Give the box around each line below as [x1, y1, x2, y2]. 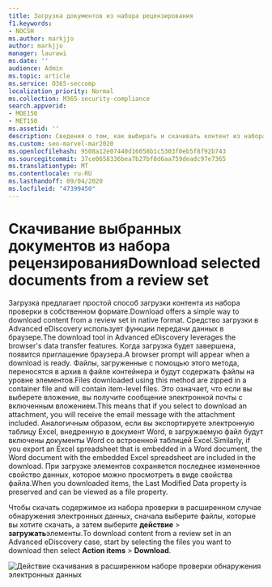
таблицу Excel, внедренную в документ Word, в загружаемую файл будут [8, 426, 264, 437]
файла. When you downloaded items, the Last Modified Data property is [8, 478, 247, 488]
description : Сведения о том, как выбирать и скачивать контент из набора [8, 132, 266, 140]
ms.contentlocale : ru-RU [8, 170, 92, 178]
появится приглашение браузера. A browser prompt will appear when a [8, 349, 250, 359]
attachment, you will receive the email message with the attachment [8, 409, 236, 419]
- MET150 [8, 117, 38, 125]
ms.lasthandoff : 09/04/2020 [8, 177, 104, 186]
